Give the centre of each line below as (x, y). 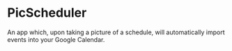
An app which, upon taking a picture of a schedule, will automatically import (116, 32)
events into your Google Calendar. (56, 39)
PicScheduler (47, 13)
